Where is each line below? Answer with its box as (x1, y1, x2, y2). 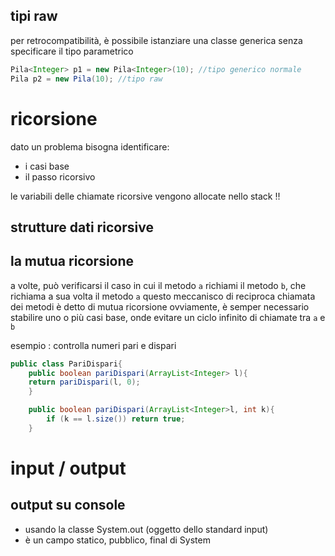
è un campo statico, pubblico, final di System (24, 534, 211, 546)
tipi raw (10, 8, 58, 25)
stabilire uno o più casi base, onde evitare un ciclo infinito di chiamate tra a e (10, 311, 326, 323)
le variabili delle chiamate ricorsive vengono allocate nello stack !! (10, 190, 281, 202)
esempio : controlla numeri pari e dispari (10, 339, 177, 351)
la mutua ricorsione (10, 253, 135, 270)
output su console (10, 497, 126, 514)
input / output (10, 457, 127, 480)
